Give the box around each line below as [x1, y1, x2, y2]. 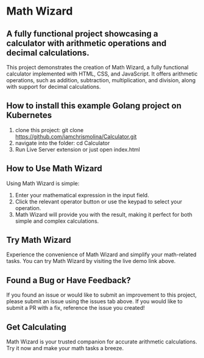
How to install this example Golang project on [6, 100, 181, 111]
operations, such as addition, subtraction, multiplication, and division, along [6, 77, 196, 83]
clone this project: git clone [15, 126, 84, 133]
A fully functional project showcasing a [6, 29, 158, 39]
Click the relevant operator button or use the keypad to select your [15, 198, 183, 205]
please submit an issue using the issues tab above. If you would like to [6, 298, 183, 305]
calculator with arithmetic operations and [6, 38, 167, 48]
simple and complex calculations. [15, 217, 99, 225]
